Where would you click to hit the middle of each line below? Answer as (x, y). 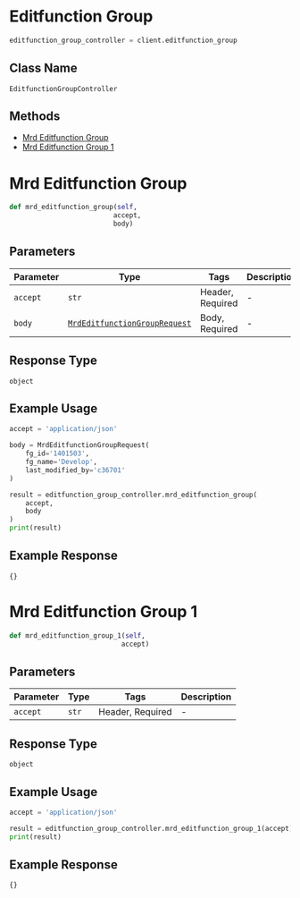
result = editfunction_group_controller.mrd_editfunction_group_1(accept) (151, 828)
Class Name (43, 68)
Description (206, 697)
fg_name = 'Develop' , (62, 462)
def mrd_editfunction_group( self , (74, 208)
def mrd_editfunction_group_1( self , (77, 635)
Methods (35, 117)
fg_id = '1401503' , (58, 453)
